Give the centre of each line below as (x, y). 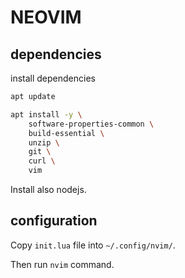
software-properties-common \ (91, 124)
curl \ (42, 161)
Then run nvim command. (62, 264)
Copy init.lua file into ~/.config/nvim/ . (93, 245)
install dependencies (53, 78)
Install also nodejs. (48, 189)
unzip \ (44, 142)
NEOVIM (46, 17)
